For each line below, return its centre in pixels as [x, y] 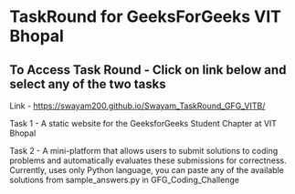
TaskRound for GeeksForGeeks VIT [145, 17]
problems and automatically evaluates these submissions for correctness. [148, 160]
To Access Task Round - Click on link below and [148, 70]
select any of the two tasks [88, 84]
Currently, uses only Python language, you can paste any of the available [147, 170]
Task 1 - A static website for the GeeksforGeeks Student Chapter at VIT [143, 123]
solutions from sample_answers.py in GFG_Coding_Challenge [125, 180]
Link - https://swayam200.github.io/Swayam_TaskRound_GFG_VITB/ [137, 106]
